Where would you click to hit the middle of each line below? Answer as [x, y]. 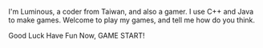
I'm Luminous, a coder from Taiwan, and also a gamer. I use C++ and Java [131, 12]
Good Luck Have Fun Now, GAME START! [77, 36]
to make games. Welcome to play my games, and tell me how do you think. [131, 20]
